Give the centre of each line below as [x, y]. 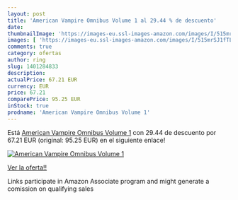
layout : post [27, 14]
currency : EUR [28, 86]
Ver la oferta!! [27, 167]
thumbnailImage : [31, 34]
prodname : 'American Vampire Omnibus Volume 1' [79, 112]
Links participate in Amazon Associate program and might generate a [108, 181]
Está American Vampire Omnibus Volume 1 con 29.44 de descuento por [112, 132]
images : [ [22, 40]
